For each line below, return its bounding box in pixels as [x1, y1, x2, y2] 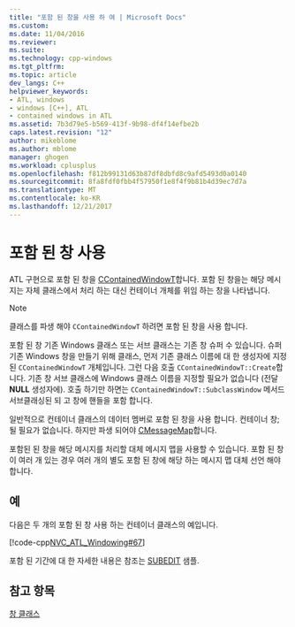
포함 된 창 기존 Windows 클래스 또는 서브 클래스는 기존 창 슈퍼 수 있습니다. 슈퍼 [9, 340, 283, 350]
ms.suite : [9, 46, 46, 55]
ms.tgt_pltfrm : [9, 63, 65, 72]
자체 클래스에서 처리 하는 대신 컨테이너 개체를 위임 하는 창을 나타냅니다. [25, 285, 271, 295]
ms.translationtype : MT [9, 186, 97, 195]
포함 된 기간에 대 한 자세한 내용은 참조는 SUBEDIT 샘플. [9, 554, 200, 566]
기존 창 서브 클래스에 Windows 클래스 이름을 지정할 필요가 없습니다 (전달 [27, 372, 278, 383]
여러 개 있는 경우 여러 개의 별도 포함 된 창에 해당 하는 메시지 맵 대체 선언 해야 [18, 455, 281, 465]
